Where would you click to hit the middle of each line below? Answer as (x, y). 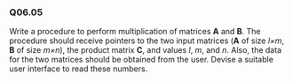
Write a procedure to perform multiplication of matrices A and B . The (135, 32)
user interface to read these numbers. (79, 69)
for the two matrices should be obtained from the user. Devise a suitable (141, 60)
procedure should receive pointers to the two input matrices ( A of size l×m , (147, 40)
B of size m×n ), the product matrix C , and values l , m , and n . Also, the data (146, 50)
